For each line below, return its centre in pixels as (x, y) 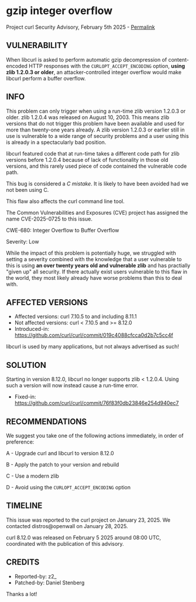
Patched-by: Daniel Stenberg (49, 583)
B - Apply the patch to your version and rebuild (63, 464)
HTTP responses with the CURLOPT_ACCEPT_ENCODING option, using (107, 66)
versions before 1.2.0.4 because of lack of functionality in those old (87, 160)
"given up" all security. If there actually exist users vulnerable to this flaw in (97, 272)
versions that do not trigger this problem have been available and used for (95, 123)
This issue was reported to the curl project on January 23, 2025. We (88, 520)
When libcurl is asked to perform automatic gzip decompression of (87, 59)
